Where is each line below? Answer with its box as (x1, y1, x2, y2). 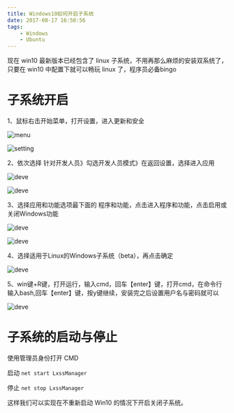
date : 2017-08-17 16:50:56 (7, 17, 86, 24)
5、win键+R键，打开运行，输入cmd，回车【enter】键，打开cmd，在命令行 (7, 280, 222, 288)
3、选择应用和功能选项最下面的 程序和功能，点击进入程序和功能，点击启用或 (7, 201, 227, 209)
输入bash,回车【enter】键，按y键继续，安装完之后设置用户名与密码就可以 (7, 288, 219, 297)
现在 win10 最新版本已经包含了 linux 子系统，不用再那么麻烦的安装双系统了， (7, 57, 228, 65)
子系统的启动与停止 (7, 330, 118, 345)
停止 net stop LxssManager (7, 384, 85, 392)
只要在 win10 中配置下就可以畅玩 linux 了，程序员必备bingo (7, 65, 177, 73)
